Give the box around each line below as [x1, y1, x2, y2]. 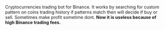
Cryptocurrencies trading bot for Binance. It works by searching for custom [5, 4, 160, 10]
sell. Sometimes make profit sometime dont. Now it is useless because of [5, 15, 157, 20]
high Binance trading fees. [5, 19, 61, 25]
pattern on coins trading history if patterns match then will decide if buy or [5, 9, 158, 15]
